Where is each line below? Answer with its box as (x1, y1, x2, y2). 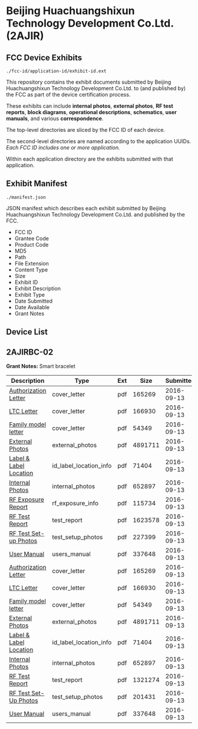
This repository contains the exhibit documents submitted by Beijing (6, 78, 171, 85)
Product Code (14, 241, 49, 248)
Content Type (14, 266, 48, 273)
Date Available (14, 303, 50, 310)
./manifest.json (6, 194, 46, 200)
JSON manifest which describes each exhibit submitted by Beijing (6, 204, 166, 211)
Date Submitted (14, 297, 53, 304)
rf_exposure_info (52, 499, 99, 508)
